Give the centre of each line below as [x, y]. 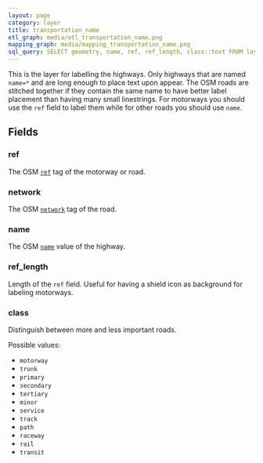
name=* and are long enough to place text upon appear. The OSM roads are [128, 82]
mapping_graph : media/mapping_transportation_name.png [99, 45]
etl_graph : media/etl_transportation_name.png [85, 37]
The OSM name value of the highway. [67, 246]
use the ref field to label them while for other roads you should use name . [125, 108]
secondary [36, 385]
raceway [32, 436]
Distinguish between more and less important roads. [92, 330]
